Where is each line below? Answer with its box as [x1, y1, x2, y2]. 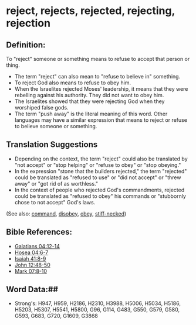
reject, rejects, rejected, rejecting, [6, 4, 175, 18]
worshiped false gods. [14, 104, 69, 111]
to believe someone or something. [14, 123, 97, 129]
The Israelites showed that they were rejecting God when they [14, 98, 165, 105]
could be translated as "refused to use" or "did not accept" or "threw [14, 174, 181, 181]
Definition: [6, 40, 46, 50]
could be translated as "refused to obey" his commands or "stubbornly [14, 192, 187, 200]
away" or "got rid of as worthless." [14, 180, 99, 187]
